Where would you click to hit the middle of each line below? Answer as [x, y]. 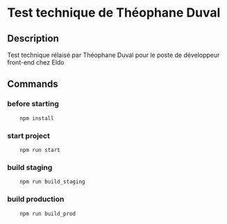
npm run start [40, 150]
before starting [33, 104]
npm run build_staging [52, 182]
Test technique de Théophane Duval [114, 13]
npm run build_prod [48, 214]
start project [28, 135]
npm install [37, 118]
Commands [33, 84]
